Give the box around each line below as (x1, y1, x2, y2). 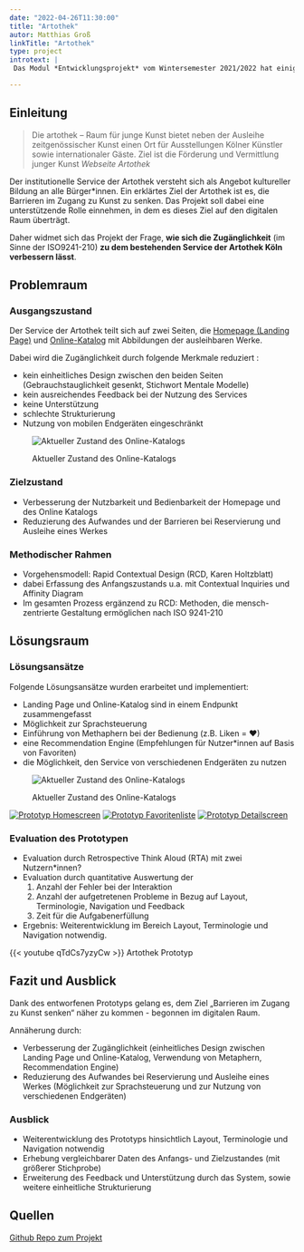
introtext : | (9, 55, 59, 64)
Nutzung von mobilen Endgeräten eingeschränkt (22, 418, 204, 429)
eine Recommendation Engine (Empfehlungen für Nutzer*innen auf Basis (22, 737, 295, 748)
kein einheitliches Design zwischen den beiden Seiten (22, 370, 223, 381)
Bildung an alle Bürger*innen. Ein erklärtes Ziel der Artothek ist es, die (9, 185, 270, 196)
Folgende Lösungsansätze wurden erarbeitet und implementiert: (9, 681, 249, 692)
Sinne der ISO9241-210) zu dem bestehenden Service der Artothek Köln (9, 241, 283, 252)
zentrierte (22, 607, 60, 617)
